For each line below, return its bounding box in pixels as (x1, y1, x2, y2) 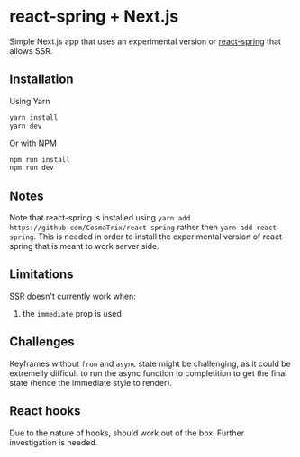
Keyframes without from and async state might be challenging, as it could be (9, 358, 291, 369)
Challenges (9, 335, 75, 350)
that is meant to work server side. (34, 241, 159, 252)
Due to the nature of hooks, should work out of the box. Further (9, 427, 245, 438)
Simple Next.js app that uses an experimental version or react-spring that (9, 36, 282, 47)
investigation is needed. (9, 436, 98, 447)
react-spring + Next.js (9, 6, 179, 27)
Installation (9, 72, 74, 87)
